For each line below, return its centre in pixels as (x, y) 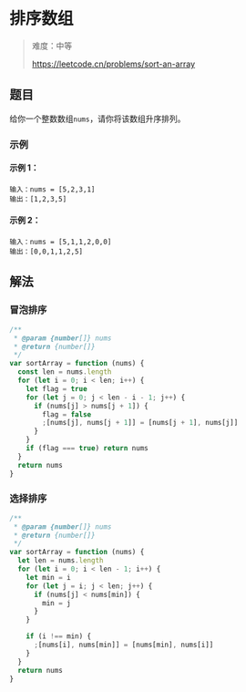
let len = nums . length (61, 561)
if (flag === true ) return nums (87, 449)
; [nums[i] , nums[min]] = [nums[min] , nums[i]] (123, 645)
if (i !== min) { (59, 636)
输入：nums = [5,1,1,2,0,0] (61, 243)
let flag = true (57, 388)
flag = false (67, 414)
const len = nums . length (65, 372)
